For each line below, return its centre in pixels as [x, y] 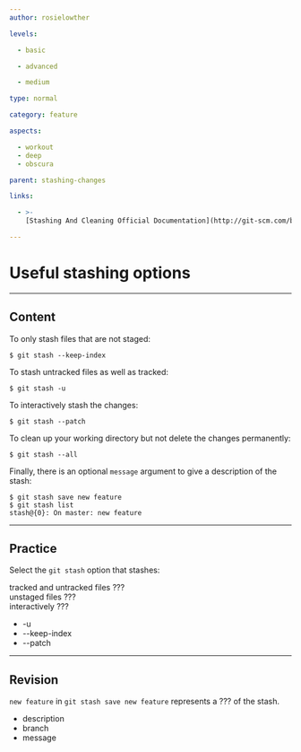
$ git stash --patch [48, 421]
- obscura [35, 164]
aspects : [26, 131]
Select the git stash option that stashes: [85, 570]
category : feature [43, 115]
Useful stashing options [100, 273]
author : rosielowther [50, 17]
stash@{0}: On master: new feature [76, 512]
